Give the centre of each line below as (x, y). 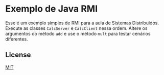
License (18, 55)
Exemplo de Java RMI (52, 9)
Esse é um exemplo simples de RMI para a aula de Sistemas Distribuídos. (82, 23)
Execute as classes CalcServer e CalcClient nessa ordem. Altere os (76, 28)
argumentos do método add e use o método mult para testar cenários (78, 33)
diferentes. (17, 39)
